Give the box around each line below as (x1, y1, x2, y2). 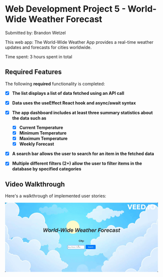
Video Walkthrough (5, 180, 65, 188)
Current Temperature (19, 124, 64, 130)
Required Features (5, 68, 62, 76)
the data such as (12, 115, 47, 121)
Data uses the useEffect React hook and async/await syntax (12, 100, 136, 105)
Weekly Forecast (19, 141, 54, 147)
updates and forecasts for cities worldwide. (5, 44, 92, 50)
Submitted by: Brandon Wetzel (5, 30, 66, 35)
